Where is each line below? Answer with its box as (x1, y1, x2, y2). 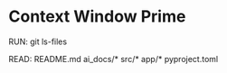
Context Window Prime (8, 6, 186, 27)
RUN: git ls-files (8, 36, 68, 47)
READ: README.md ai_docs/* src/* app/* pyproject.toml (8, 53, 219, 64)
